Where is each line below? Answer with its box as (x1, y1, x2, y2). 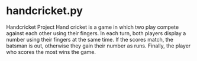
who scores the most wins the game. (6, 48, 96, 55)
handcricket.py (6, 4, 83, 18)
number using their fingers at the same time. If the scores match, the (6, 36, 173, 43)
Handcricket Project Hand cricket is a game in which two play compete (6, 23, 179, 30)
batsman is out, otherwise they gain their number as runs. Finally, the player (6, 42, 191, 49)
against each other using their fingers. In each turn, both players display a (6, 29, 186, 36)
